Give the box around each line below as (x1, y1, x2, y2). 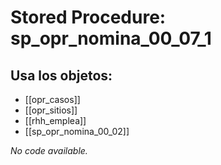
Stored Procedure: (10, 6, 167, 29)
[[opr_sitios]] (24, 104, 78, 116)
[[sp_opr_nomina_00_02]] (24, 126, 130, 137)
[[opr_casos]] (24, 94, 81, 105)
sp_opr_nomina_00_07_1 (10, 27, 212, 50)
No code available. (10, 145, 88, 156)
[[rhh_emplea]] (24, 115, 87, 126)
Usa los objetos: (10, 67, 113, 84)
